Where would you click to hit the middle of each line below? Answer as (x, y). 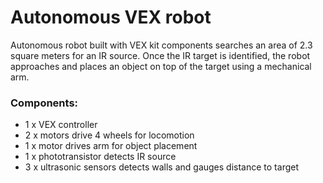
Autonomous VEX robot (111, 17)
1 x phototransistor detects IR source (100, 157)
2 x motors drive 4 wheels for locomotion (109, 135)
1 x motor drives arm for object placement (111, 146)
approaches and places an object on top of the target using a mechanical (161, 66)
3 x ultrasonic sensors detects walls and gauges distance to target (161, 167)
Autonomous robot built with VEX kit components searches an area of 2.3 (161, 45)
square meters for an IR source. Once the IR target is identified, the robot (160, 55)
